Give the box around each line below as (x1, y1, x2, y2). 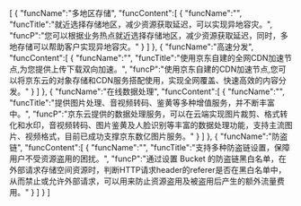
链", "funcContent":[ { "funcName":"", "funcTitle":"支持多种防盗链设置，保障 (9, 142, 290, 152)
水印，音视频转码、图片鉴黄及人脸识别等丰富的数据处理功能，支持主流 (24, 120, 285, 130)
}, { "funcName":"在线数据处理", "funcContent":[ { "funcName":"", (41, 86, 286, 97)
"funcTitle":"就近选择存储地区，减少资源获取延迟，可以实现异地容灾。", (9, 19, 272, 30)
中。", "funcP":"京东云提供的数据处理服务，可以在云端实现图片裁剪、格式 (9, 108, 280, 119)
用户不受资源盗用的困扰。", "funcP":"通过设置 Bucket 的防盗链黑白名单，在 (9, 153, 288, 164)
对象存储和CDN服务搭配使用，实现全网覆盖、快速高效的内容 (56, 75, 279, 85)
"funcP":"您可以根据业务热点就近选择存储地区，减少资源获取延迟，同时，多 (9, 30, 289, 40)
